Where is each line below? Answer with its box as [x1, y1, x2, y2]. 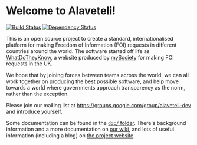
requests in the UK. [6, 60, 53, 67]
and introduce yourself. [6, 108, 63, 115]
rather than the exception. [6, 90, 69, 97]
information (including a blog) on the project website [6, 131, 134, 139]
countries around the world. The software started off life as [6, 47, 150, 54]
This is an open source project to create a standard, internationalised [6, 35, 174, 42]
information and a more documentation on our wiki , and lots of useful [6, 126, 175, 133]
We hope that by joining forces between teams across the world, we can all [6, 71, 189, 78]
